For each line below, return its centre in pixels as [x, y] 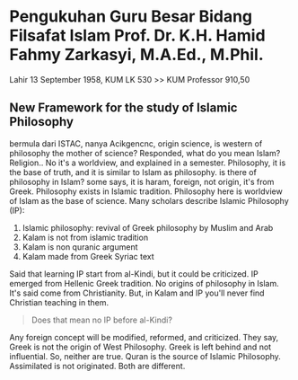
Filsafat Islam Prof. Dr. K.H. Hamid [138, 35]
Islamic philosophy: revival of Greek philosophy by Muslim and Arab [148, 227]
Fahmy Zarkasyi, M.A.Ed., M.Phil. [137, 55]
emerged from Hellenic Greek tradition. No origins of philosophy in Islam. [145, 283]
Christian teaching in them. [59, 302]
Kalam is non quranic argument [80, 247]
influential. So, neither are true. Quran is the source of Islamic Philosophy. [145, 356]
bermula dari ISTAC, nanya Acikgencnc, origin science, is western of [136, 143]
